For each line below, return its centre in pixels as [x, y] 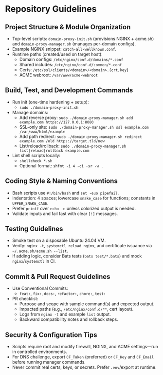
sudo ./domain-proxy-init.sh [49, 108]
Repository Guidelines [51, 9]
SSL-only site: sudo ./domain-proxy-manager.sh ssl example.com [84, 127]
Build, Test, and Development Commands [69, 90]
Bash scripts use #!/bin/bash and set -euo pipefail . [65, 193]
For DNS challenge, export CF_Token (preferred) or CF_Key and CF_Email [83, 357]
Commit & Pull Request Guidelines [58, 276]
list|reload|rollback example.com [54, 150]
